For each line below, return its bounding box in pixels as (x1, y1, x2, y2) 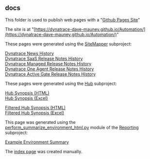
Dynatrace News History (5, 50, 54, 56)
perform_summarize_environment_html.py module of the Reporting (5, 124, 139, 130)
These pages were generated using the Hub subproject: (5, 80, 117, 86)
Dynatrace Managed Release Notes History (5, 60, 92, 66)
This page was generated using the (5, 119, 76, 125)
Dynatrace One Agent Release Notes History (5, 66, 94, 72)
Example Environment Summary (5, 139, 69, 145)
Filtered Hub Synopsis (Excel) (5, 110, 65, 116)
